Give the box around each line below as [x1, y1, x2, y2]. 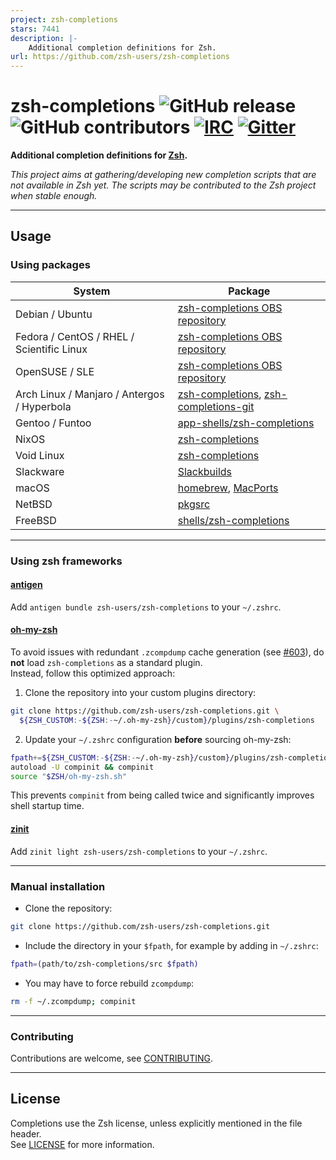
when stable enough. [10, 190, 98, 202]
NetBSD [15, 497, 53, 511]
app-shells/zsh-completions [177, 416, 315, 430]
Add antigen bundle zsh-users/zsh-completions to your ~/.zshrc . [10, 601, 282, 613]
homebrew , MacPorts [177, 481, 279, 495]
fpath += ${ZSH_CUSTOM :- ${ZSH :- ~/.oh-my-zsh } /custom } [10, 752, 230, 763]
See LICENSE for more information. [10, 1138, 155, 1150]
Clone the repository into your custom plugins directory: [24, 687, 257, 699]
